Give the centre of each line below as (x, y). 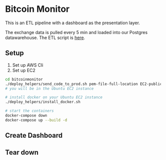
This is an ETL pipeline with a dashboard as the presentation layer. (73, 23)
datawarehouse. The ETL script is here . (45, 38)
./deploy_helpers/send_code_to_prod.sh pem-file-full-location (72, 84)
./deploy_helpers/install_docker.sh (43, 102)
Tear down (22, 152)
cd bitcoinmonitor (24, 79)
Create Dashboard (34, 136)
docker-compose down (26, 116)
